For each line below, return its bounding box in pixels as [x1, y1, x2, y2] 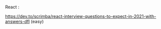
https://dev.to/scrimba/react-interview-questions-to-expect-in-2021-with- [5, 14, 157, 19]
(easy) [31, 19, 44, 24]
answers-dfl [5, 19, 30, 24]
